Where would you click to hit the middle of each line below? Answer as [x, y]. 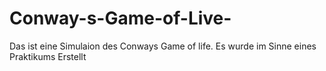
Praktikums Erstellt [48, 56]
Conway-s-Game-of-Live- [120, 18]
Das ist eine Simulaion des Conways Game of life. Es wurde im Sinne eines [163, 46]
